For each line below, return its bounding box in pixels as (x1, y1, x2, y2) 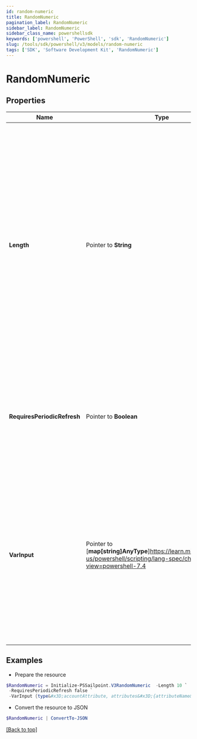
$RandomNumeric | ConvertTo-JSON (6, 715, 88, 721)
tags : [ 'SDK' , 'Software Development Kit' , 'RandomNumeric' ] (6, 47, 159, 53)
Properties (6, 95, 46, 106)
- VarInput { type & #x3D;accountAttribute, (8, 693, 109, 700)
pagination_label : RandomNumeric (6, 19, 88, 25)
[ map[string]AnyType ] (86, 547, 151, 555)
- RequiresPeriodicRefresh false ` (8, 688, 93, 694)
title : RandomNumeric (6, 14, 59, 20)
